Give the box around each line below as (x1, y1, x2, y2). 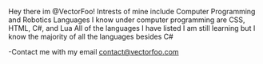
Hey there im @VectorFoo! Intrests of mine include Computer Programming (8, 7, 256, 16)
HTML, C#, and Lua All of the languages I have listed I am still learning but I (8, 24, 256, 32)
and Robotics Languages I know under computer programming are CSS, (8, 15, 245, 24)
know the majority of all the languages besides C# (8, 32, 173, 41)
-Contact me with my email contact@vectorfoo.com (8, 47, 179, 56)
